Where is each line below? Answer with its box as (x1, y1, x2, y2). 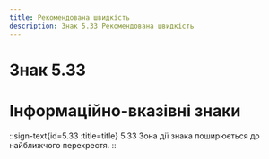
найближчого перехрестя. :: (9, 139, 117, 150)
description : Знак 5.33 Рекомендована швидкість (9, 21, 195, 30)
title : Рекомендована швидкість (9, 13, 130, 22)
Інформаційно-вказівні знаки (9, 100, 241, 121)
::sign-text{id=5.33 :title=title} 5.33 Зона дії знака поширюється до (9, 130, 260, 141)
